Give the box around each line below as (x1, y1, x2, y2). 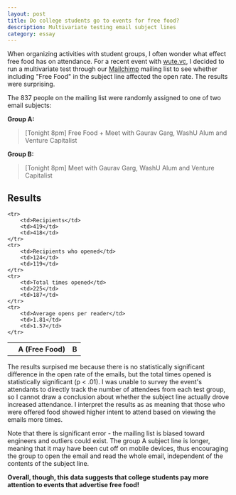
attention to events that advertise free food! (7, 481, 140, 489)
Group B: (7, 150, 34, 158)
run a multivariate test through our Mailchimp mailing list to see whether (7, 65, 218, 73)
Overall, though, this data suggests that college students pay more (7, 473, 209, 482)
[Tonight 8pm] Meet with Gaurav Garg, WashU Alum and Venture (24, 164, 215, 173)
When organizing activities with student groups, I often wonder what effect (7, 50, 226, 58)
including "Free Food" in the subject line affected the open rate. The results (7, 72, 228, 81)
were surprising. (7, 80, 55, 89)
